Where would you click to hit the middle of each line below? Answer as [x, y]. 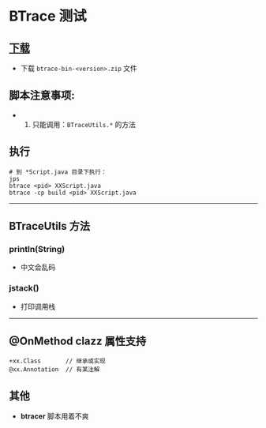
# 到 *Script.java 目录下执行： [58, 172]
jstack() [24, 288]
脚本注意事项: [42, 96]
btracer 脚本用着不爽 [54, 416]
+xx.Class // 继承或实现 [57, 361]
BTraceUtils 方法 [50, 226]
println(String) [37, 249]
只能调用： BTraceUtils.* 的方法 [84, 124]
